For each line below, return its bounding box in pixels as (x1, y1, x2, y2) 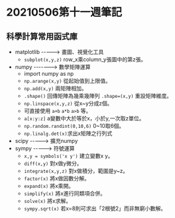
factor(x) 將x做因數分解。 (23, 175, 90, 182)
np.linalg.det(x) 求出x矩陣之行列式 (23, 130, 112, 137)
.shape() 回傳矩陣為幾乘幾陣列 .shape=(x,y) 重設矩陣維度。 (23, 92, 173, 99)
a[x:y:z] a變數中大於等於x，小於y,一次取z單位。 (23, 115, 145, 122)
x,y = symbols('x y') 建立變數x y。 (23, 153, 114, 159)
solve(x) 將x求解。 (23, 198, 72, 204)
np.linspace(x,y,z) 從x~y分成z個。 (23, 100, 113, 107)
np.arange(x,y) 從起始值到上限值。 (23, 77, 111, 84)
